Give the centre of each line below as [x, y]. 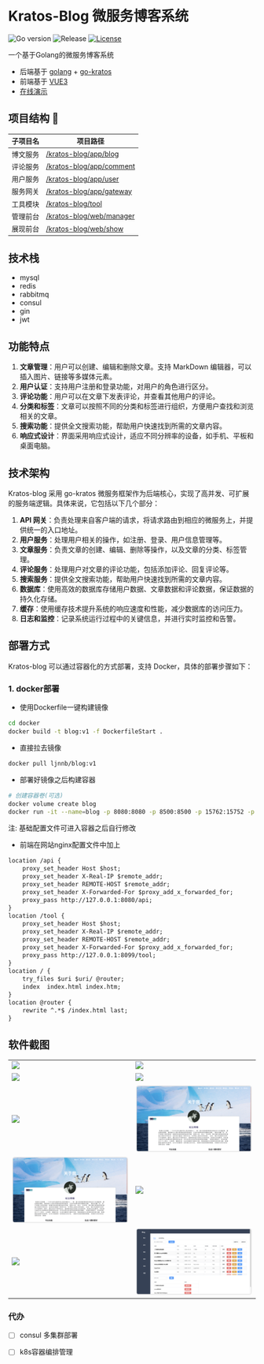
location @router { [40, 1003]
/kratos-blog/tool [74, 203]
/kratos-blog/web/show [85, 229]
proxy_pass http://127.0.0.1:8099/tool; [89, 956]
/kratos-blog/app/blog [82, 154]
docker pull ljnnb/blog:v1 [52, 763]
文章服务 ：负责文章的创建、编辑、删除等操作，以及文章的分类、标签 [130, 550]
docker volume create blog [52, 804]
